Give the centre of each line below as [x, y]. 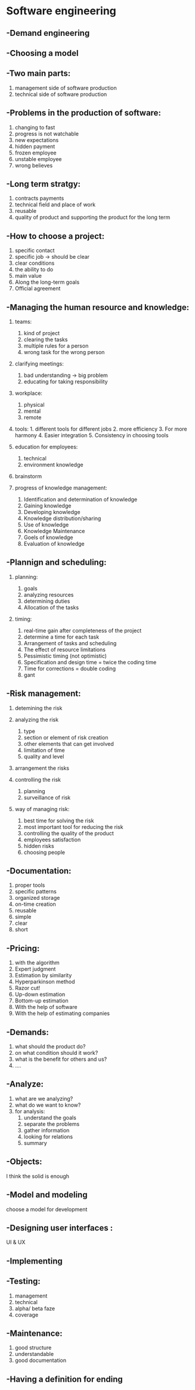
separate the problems [52, 1124]
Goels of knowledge [48, 537]
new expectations [37, 140]
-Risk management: [44, 694]
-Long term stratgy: [44, 184]
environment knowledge [53, 465]
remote [32, 417]
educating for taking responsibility [66, 382]
